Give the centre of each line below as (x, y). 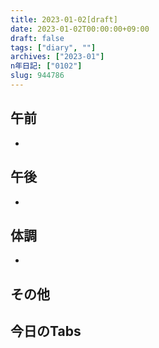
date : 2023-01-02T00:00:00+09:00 (80, 29)
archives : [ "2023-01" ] (57, 57)
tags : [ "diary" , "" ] (53, 47)
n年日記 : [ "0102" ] (46, 66)
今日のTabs (46, 331)
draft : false (37, 38)
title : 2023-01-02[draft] (64, 19)
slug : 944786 (37, 76)
